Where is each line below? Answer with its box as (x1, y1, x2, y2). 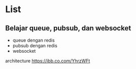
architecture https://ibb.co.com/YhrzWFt (5, 58, 90, 64)
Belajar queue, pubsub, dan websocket (5, 24, 131, 32)
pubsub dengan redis (12, 43, 57, 49)
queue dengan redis (12, 37, 55, 43)
